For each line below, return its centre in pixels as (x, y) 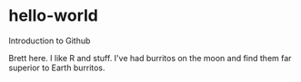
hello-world (54, 16)
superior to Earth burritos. (57, 68)
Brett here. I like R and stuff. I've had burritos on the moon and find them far (150, 58)
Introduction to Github (50, 41)
